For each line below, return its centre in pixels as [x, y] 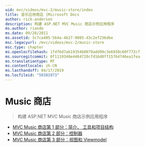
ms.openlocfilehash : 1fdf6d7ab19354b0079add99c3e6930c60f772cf [73, 52]
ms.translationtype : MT [30, 61]
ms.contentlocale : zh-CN [31, 66]
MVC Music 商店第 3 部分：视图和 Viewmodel [59, 139]
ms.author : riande [24, 29]
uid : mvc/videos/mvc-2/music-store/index [49, 10]
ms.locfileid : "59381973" [32, 75]
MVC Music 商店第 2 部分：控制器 [47, 133]
